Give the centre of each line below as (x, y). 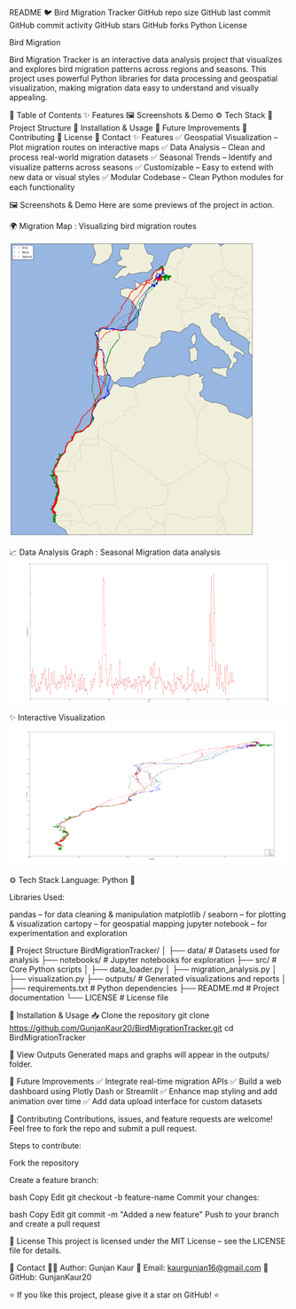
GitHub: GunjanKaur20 (51, 1277)
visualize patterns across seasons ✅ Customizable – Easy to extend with (141, 167)
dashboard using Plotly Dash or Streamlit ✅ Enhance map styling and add (143, 1091)
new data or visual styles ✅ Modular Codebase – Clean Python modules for (147, 177)
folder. (21, 1064)
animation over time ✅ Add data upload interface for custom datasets (136, 1101)
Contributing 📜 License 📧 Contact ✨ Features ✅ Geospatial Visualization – (144, 137)
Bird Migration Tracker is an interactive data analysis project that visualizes (146, 59)
